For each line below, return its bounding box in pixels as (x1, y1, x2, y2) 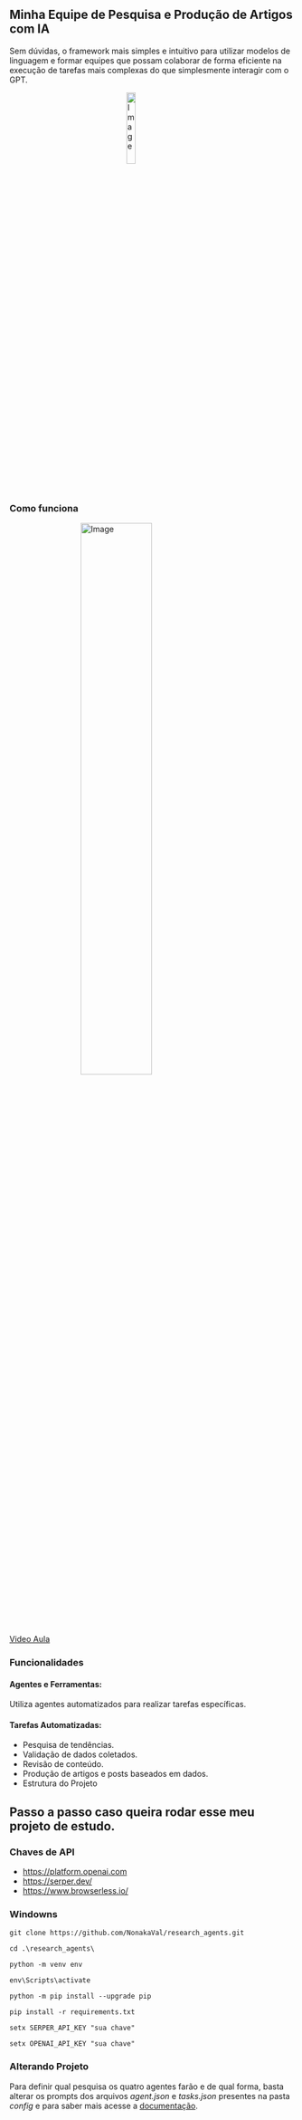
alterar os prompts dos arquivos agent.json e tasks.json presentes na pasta (9, 2090, 291, 2101)
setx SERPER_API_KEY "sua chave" (9, 2023, 136, 2033)
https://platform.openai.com (22, 1867, 127, 1877)
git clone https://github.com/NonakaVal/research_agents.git (9, 1928, 245, 1938)
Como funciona (9, 501, 79, 514)
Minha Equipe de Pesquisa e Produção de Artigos (9, 7, 293, 23)
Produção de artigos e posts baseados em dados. (22, 1769, 209, 1780)
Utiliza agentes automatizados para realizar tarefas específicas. (9, 1699, 247, 1710)
